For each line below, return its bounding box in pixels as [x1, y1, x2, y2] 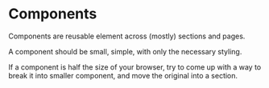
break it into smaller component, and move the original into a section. [8, 70, 238, 80]
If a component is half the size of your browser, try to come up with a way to [8, 62, 262, 72]
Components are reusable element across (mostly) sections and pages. [8, 31, 246, 41]
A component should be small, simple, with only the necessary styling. [8, 46, 242, 56]
